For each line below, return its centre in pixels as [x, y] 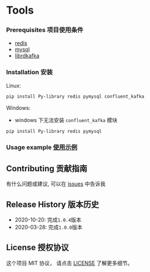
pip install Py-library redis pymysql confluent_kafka [75, 96]
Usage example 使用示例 [42, 148]
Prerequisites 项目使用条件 [45, 30]
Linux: [14, 85]
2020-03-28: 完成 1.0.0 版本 [49, 227]
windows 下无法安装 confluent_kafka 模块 [66, 120]
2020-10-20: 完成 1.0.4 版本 [48, 220]
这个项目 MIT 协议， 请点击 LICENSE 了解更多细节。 [70, 263]
